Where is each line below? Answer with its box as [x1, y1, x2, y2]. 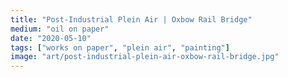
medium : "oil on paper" [10, 24, 110, 34]
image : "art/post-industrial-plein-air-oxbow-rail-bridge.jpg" [10, 52, 280, 62]
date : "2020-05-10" [10, 33, 92, 43]
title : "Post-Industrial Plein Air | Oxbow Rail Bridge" [10, 14, 253, 25]
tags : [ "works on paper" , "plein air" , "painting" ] [10, 42, 230, 53]
